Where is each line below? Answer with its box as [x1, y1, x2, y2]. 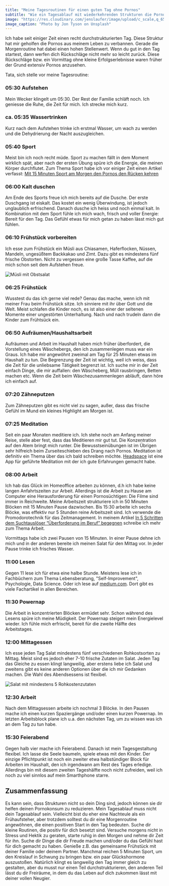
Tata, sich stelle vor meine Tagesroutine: [5, 72, 89, 78]
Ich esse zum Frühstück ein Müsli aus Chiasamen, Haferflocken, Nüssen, [5, 245, 157, 251]
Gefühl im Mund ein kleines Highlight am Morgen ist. [5, 408, 114, 414]
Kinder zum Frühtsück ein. [5, 317, 60, 323]
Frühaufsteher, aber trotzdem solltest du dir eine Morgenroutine [5, 816, 137, 822]
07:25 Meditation [5, 420, 48, 427]
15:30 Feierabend [5, 734, 49, 741]
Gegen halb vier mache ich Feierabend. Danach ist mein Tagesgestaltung [5, 745, 157, 751]
